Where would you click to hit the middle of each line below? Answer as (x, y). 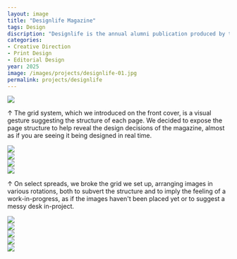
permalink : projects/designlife (55, 80)
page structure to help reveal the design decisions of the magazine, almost (116, 128)
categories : (25, 40)
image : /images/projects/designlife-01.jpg (72, 73)
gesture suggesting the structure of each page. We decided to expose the (115, 120)
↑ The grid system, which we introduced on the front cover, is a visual (109, 113)
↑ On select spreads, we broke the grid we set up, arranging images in (110, 184)
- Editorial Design (36, 60)
